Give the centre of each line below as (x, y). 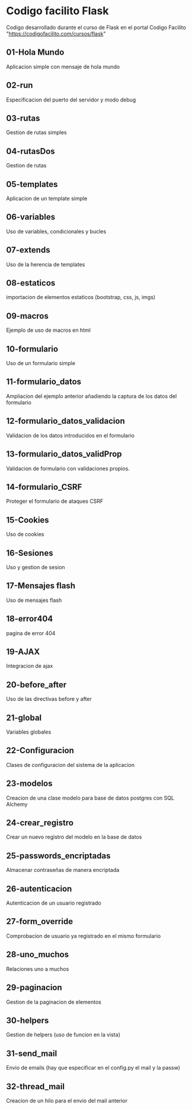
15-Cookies (28, 520)
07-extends (28, 250)
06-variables (31, 217)
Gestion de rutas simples (36, 132)
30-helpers (28, 1020)
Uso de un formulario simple (41, 363)
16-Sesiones (30, 553)
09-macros (28, 316)
